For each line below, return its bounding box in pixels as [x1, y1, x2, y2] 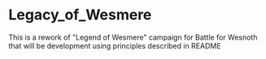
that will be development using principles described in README [8, 40, 221, 50]
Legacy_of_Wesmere [8, 6, 152, 24]
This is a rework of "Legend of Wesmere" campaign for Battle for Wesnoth [8, 32, 258, 42]
